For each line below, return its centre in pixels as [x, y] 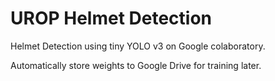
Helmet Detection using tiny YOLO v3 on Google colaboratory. [138, 46]
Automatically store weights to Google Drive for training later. [136, 65]
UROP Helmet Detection [111, 18]
